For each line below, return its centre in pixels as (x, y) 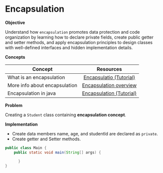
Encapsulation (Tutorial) (109, 93)
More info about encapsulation (43, 85)
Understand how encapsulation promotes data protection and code (72, 32)
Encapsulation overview (109, 85)
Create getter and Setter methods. (46, 139)
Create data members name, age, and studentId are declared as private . (85, 133)
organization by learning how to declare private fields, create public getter (79, 37)
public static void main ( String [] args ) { (57, 152)
